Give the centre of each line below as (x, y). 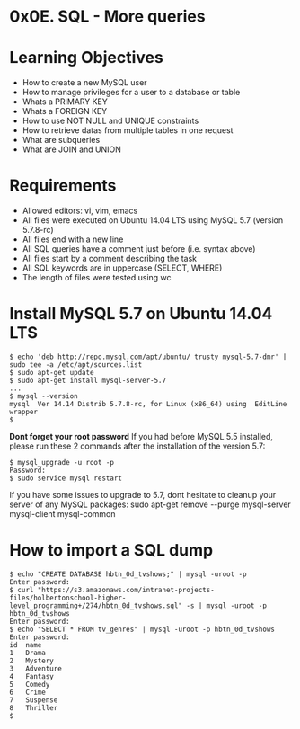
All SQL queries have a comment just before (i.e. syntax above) (139, 249)
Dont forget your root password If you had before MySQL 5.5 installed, (141, 436)
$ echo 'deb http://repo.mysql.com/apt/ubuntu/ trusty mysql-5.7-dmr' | (148, 357)
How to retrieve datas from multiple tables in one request (128, 130)
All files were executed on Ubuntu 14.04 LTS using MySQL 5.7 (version (153, 220)
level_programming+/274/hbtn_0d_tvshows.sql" (96, 605)
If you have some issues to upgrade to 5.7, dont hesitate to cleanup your (143, 495)
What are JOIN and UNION (71, 149)
